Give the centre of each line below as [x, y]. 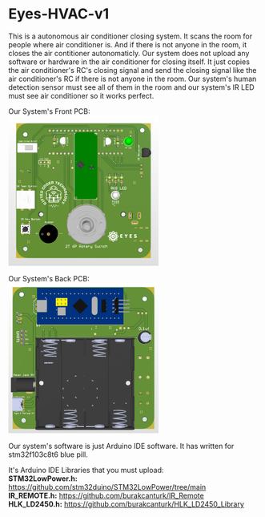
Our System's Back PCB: [49, 278]
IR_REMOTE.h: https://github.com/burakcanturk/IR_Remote [106, 495]
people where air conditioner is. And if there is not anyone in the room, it [127, 44]
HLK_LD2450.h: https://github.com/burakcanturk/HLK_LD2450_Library [126, 504]
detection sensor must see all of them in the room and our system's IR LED [131, 87]
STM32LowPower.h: [43, 479]
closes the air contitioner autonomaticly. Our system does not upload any [129, 53]
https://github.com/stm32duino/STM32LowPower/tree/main [107, 487]
